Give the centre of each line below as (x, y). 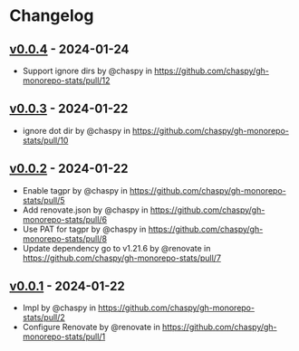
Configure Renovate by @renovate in (91, 327)
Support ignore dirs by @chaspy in (87, 71)
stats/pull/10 (45, 140)
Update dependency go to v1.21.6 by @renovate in (116, 248)
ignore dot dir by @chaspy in (77, 130)
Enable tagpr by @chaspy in (75, 190)
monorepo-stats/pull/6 (64, 219)
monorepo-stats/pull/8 (64, 238)
